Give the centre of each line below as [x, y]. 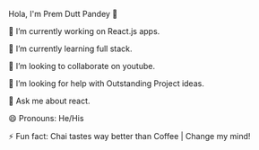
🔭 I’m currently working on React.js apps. [84, 31]
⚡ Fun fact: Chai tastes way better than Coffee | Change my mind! [129, 136]
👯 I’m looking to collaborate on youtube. [82, 66]
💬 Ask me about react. [49, 101]
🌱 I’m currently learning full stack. [70, 49]
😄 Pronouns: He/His [46, 118]
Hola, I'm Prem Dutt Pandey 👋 [63, 14]
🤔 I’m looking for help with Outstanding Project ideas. [107, 84]
